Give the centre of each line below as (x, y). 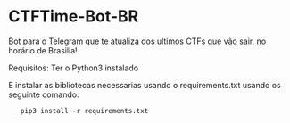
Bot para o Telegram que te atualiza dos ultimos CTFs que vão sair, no (137, 41)
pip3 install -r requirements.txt (84, 111)
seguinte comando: (44, 94)
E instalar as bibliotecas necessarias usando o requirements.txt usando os (145, 85)
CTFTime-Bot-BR (74, 16)
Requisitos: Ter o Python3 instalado (74, 68)
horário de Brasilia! (43, 50)
